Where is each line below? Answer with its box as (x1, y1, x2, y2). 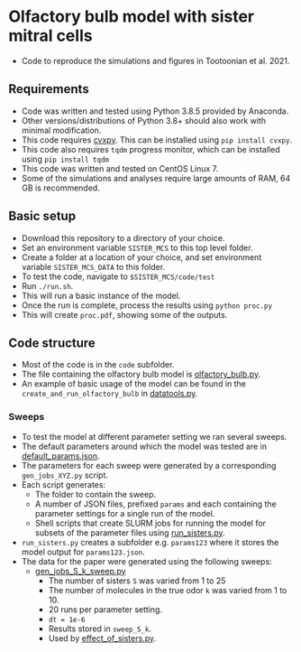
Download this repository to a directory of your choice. (21, 232, 225, 243)
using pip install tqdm (21, 154, 110, 164)
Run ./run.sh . (21, 280, 74, 291)
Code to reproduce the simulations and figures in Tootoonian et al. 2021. (21, 55, 290, 66)
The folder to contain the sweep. (34, 489, 157, 499)
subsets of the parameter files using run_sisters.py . (34, 526, 226, 538)
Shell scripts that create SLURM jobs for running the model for (34, 517, 267, 528)
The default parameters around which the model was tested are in (21, 441, 268, 452)
